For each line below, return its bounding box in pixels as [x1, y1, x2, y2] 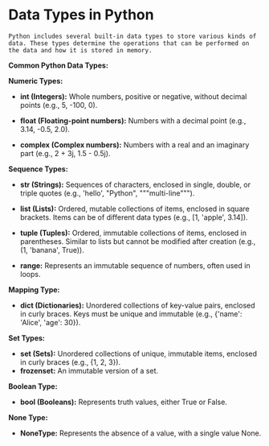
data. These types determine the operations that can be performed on [8, 39, 250, 47]
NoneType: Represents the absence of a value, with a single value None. [19, 428, 262, 438]
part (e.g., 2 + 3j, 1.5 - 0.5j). [19, 148, 111, 158]
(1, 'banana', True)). [19, 245, 84, 254]
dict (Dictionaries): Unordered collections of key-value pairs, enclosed [19, 300, 255, 310]
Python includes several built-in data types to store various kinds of [8, 32, 257, 40]
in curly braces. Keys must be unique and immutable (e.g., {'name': [19, 308, 243, 319]
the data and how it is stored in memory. [8, 46, 153, 54]
